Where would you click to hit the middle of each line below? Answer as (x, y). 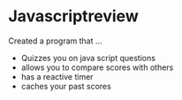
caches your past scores (66, 86)
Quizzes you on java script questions (88, 58)
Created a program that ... (55, 41)
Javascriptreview (73, 16)
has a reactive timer (57, 76)
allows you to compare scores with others (97, 67)
